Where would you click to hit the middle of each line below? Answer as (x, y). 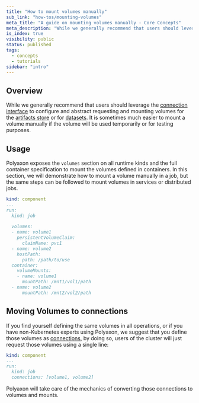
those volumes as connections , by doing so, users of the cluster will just (94, 338)
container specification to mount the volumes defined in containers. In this (97, 169)
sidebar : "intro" (28, 67)
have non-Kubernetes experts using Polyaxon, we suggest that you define (97, 332)
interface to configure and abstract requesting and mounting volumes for (95, 111)
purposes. (19, 130)
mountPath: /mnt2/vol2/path (57, 293)
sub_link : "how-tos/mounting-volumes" (54, 17)
